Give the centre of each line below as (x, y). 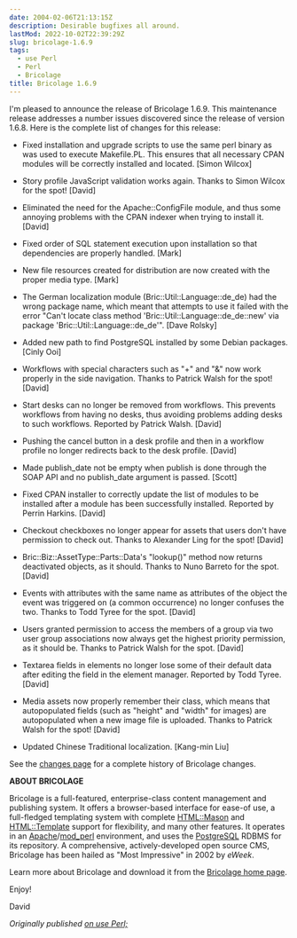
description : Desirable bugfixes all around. (94, 26)
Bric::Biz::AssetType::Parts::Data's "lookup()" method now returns (142, 556)
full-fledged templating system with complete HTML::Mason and (127, 816)
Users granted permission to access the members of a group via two (148, 629)
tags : (19, 51)
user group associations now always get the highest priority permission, (154, 638)
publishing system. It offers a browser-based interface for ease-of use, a (142, 808)
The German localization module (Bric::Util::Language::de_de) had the (149, 296)
